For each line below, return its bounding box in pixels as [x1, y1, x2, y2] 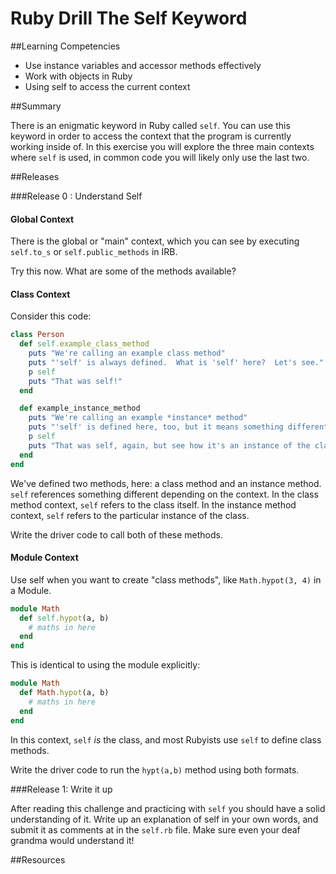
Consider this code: [10, 310, 92, 322]
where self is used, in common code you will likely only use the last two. [10, 151, 310, 163]
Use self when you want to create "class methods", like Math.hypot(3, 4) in [10, 573, 322, 586]
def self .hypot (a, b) [19, 613, 110, 623]
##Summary [10, 100, 62, 112]
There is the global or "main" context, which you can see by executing [10, 235, 300, 247]
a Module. [10, 584, 52, 596]
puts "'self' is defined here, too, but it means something [28, 422, 284, 432]
